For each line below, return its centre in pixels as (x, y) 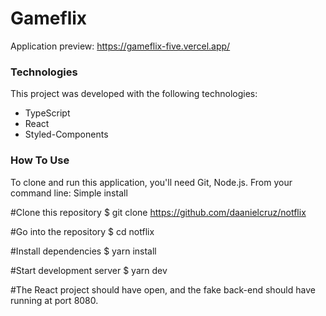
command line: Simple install (69, 193)
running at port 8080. (54, 300)
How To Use (40, 160)
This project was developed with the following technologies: (134, 94)
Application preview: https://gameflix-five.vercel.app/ (120, 46)
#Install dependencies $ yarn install (83, 251)
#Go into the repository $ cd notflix (82, 231)
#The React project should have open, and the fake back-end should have (163, 289)
